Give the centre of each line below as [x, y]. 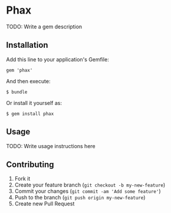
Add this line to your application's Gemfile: [57, 59]
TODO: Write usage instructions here [51, 146]
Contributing [30, 164]
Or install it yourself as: [34, 103]
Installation [27, 45]
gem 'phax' [19, 70]
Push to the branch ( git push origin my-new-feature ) [80, 198]
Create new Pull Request [45, 204]
